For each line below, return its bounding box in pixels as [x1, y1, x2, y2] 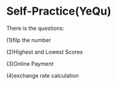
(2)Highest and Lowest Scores [6, 48, 83, 56]
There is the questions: [6, 24, 64, 32]
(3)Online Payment [6, 60, 54, 67]
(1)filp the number [6, 36, 51, 43]
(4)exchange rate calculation [6, 72, 79, 79]
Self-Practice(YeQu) [6, 4, 111, 18]
